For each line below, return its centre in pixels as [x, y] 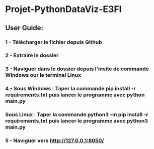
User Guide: [24, 28]
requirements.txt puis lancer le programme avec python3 [77, 121]
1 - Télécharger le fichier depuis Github [54, 42]
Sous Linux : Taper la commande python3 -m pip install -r [77, 115]
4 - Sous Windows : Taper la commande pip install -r [70, 89]
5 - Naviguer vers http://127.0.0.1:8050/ [55, 140]
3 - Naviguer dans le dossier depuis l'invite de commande [77, 69]
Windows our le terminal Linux [43, 75]
